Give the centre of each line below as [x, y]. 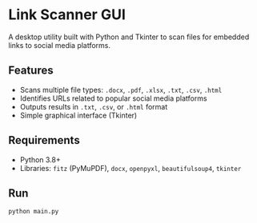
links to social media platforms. [59, 45]
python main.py [34, 212]
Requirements [44, 140]
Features [31, 71]
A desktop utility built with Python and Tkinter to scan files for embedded [129, 37]
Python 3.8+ [40, 159]
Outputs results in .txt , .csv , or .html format [94, 106]
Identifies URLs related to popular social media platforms [113, 98]
